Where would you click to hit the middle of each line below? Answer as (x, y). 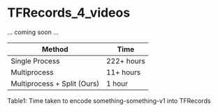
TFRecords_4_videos (69, 13)
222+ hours (125, 61)
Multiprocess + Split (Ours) (55, 83)
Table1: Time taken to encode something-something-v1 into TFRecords (109, 101)
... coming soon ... (33, 32)
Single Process (35, 61)
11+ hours (123, 72)
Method (55, 49)
